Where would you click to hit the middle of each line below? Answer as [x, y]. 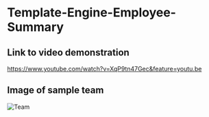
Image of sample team [56, 90]
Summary [35, 27]
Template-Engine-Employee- [92, 13]
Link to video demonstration [69, 52]
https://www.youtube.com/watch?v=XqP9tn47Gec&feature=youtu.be [104, 69]
